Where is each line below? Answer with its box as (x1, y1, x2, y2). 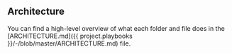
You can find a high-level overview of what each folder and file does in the (7, 24, 225, 32)
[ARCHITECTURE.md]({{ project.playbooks (7, 32, 133, 40)
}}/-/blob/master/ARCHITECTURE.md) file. (7, 39, 131, 48)
